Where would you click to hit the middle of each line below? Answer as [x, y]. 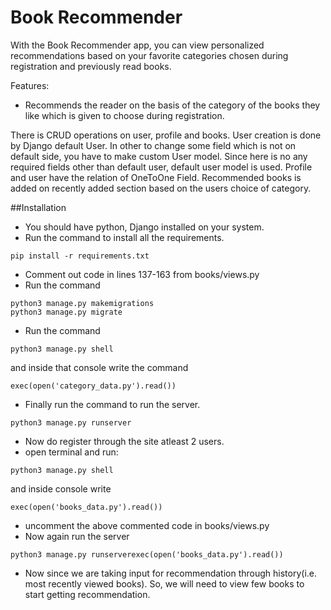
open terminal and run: [71, 452]
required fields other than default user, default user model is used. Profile [161, 167]
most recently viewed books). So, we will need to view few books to [164, 583]
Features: [30, 85]
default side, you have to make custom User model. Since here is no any [159, 156]
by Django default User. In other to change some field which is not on [153, 145]
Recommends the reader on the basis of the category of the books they [172, 105]
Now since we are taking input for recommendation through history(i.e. [171, 573]
